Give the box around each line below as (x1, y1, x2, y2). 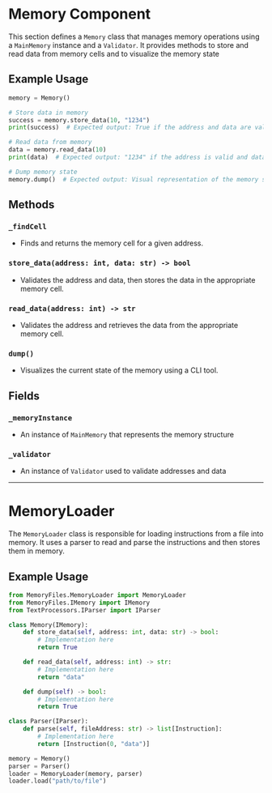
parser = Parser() (8, 762, 70, 770)
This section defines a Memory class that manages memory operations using (8, 32, 260, 41)
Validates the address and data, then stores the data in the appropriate (19, 275, 256, 284)
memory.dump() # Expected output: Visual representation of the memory (8, 175, 259, 183)
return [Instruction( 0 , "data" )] (37, 740, 151, 748)
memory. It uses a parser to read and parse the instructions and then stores (8, 538, 261, 548)
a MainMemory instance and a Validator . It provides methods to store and (8, 40, 249, 49)
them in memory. (8, 546, 65, 556)
